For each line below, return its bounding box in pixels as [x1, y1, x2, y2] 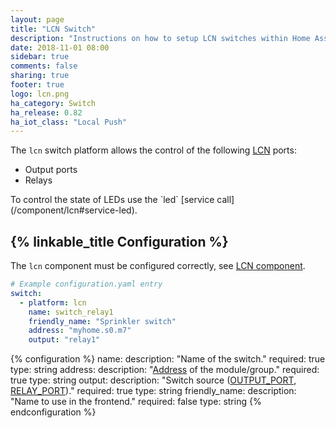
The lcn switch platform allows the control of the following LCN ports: [10, 144, 297, 156]
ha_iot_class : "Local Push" [10, 117, 128, 127]
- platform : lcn [19, 297, 87, 308]
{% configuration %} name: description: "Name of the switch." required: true [10, 353, 326, 365]
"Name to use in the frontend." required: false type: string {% [10, 396, 262, 408]
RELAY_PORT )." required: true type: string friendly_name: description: [10, 385, 297, 397]
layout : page [10, 14, 65, 25]
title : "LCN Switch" [10, 24, 97, 34]
